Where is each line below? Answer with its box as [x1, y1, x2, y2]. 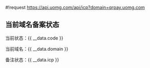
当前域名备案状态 [5, 20, 59, 29]
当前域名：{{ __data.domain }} [5, 46, 69, 52]
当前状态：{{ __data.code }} [5, 35, 63, 41]
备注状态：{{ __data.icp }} [5, 56, 59, 63]
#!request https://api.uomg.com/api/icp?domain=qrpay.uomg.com [5, 5, 145, 10]
